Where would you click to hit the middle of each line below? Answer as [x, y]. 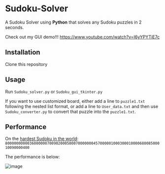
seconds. [15, 27]
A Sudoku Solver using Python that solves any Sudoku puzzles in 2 [73, 22]
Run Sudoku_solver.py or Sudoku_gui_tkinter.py [54, 91]
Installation [23, 52]
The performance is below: [33, 157]
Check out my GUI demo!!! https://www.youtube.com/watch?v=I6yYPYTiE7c [82, 37]
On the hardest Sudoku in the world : [42, 139]
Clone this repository [26, 64]
